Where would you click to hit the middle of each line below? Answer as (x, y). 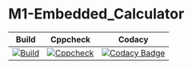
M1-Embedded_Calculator (96, 14)
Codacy (134, 39)
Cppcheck (70, 39)
